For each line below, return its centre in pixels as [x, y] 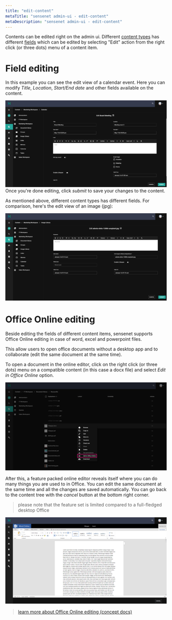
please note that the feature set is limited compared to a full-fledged [90, 504]
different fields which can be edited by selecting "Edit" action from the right [85, 42]
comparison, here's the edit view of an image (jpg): [59, 206]
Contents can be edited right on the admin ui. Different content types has [82, 37]
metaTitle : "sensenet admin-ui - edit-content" [57, 16]
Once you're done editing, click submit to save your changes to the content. [85, 191]
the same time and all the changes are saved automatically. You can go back [86, 489]
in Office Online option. [30, 375]
